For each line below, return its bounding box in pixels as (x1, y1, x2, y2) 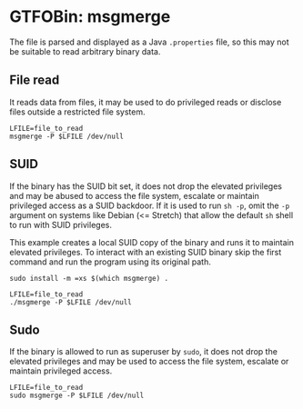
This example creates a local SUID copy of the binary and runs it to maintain (9, 236, 294, 247)
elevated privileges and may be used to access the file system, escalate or (9, 356, 289, 367)
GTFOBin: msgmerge (9, 6, 171, 27)
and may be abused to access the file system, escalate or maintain (9, 190, 259, 201)
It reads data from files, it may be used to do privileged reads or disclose (9, 96, 282, 107)
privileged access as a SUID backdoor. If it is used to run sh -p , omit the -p (9, 200, 290, 211)
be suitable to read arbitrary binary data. (9, 45, 161, 56)
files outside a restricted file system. (9, 106, 146, 117)
